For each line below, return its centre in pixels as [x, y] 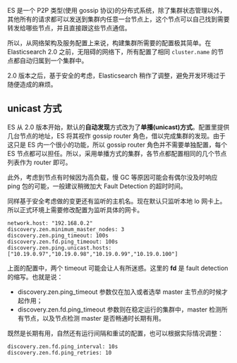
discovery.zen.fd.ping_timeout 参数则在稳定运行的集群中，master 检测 [120, 309]
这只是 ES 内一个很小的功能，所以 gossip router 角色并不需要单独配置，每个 [117, 144]
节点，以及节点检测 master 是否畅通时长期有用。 [95, 318]
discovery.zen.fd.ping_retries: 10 [60, 352]
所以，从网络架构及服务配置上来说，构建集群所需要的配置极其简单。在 [109, 43]
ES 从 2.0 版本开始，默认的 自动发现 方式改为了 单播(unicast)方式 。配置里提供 [119, 127]
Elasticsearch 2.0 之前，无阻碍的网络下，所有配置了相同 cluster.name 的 [113, 52]
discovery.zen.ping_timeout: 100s [58, 235]
